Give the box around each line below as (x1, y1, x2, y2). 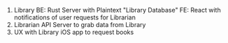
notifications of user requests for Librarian (13, 13, 136, 21)
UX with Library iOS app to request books (13, 28, 134, 36)
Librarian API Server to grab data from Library (13, 21, 146, 28)
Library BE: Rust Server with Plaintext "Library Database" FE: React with (13, 6, 222, 14)
